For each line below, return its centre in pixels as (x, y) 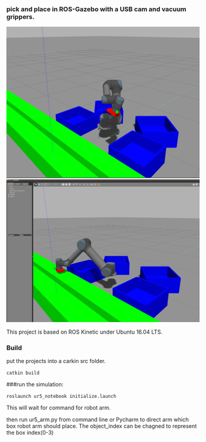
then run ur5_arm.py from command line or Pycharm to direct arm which (97, 420)
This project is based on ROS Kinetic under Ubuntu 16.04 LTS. (84, 332)
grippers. (21, 17)
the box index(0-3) (30, 433)
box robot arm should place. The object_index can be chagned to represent (102, 426)
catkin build (23, 373)
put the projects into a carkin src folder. (56, 361)
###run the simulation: (35, 384)
